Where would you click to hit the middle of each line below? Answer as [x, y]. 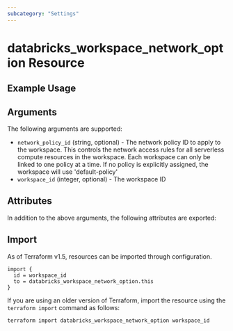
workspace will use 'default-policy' [67, 172]
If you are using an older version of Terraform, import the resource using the [116, 300]
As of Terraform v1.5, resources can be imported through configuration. [110, 256]
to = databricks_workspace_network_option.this [84, 281]
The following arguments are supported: [65, 129]
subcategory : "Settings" [43, 14]
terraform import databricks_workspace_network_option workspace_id [109, 321]
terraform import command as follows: [64, 307]
